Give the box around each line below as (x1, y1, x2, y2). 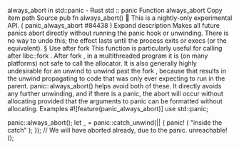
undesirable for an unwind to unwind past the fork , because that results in (7, 67, 227, 75)
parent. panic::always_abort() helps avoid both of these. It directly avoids (7, 82, 222, 90)
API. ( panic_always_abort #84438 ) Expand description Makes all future (7, 21, 220, 29)
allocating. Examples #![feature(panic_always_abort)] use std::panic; (7, 105, 208, 113)
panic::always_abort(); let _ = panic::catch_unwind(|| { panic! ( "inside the (7, 118, 223, 127)
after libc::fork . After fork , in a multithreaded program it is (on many (7, 51, 208, 60)
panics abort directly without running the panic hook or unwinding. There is (7, 29, 229, 37)
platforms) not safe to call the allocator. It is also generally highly (7, 59, 198, 67)
